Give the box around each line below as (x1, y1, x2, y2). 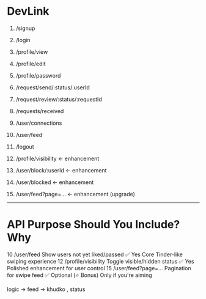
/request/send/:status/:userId (15, 84, 90, 91)
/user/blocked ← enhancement (15, 179, 94, 186)
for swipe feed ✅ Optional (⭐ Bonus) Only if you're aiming (7, 271, 152, 279)
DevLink (7, 4, 50, 18)
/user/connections (15, 119, 62, 127)
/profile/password (15, 72, 61, 79)
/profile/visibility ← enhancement (15, 155, 100, 162)
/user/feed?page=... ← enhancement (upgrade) (15, 190, 135, 197)
